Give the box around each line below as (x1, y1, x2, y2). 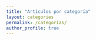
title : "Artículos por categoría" (6, 8, 91, 15)
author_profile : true (6, 25, 59, 31)
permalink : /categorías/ (6, 19, 67, 25)
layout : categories (6, 14, 54, 20)
